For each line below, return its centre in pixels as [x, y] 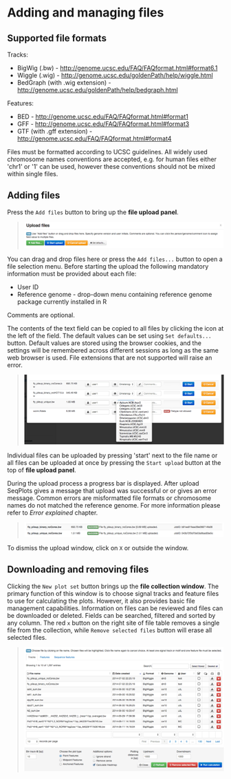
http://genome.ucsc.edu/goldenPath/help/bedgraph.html [98, 90]
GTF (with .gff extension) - [55, 131]
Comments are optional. [41, 315]
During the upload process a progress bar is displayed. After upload [103, 484]
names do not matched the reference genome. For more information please [114, 506]
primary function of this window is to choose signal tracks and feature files [113, 593]
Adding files [34, 195]
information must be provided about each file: [72, 273]
